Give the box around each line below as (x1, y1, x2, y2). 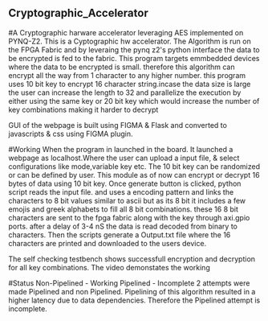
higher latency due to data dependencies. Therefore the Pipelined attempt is (8, 295, 261, 305)
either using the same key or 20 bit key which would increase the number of (8, 96, 260, 105)
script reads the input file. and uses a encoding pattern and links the (8, 187, 234, 196)
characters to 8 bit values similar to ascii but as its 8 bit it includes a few (8, 195, 246, 205)
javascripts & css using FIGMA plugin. (8, 129, 133, 138)
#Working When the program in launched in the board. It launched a (8, 144, 233, 154)
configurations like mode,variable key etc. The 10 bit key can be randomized (8, 161, 261, 171)
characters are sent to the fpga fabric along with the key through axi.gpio (8, 212, 250, 222)
